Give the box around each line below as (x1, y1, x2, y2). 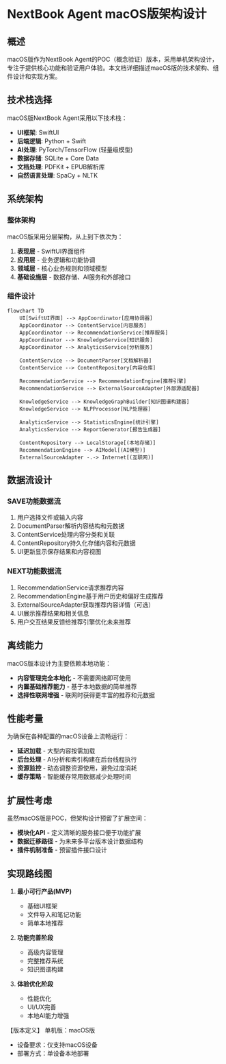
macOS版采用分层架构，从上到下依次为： (7, 232, 124, 241)
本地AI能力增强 (27, 1012, 70, 1020)
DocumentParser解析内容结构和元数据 (16, 522, 125, 530)
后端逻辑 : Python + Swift (16, 136, 87, 145)
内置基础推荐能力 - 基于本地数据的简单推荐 (16, 682, 138, 690)
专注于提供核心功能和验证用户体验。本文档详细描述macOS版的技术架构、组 (7, 64, 219, 72)
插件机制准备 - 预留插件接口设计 (16, 846, 108, 854)
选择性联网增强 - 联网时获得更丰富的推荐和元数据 (16, 690, 156, 699)
